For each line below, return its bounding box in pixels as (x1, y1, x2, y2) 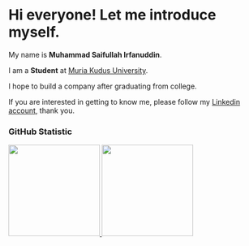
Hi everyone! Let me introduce (8, 6, 217, 24)
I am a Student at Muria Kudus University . (8, 65, 148, 75)
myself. (8, 23, 60, 41)
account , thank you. (8, 106, 75, 115)
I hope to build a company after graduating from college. (8, 81, 197, 91)
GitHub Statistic (8, 126, 73, 137)
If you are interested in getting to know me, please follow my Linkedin (8, 97, 241, 106)
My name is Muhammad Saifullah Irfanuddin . (8, 50, 162, 59)
